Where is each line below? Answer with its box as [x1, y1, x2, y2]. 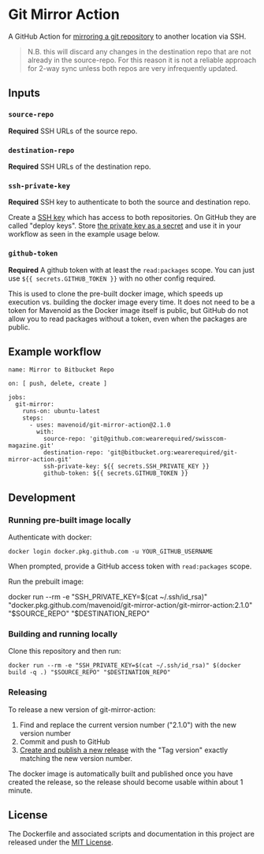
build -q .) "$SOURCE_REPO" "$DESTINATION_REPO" [8, 669, 171, 677]
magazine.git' [8, 442, 55, 450]
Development [8, 490, 76, 504]
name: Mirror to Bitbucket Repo [8, 366, 114, 374]
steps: [22, 414, 44, 423]
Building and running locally [8, 628, 118, 640]
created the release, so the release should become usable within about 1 [8, 777, 244, 786]
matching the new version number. [19, 753, 132, 763]
